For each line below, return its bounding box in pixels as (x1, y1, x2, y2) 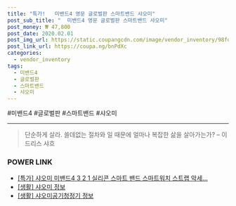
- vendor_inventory (13, 56, 71, 63)
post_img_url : (7, 37, 49, 44)
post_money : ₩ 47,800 (7, 23, 71, 30)
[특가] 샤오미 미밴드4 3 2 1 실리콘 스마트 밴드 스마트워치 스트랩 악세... (17, 174, 209, 183)
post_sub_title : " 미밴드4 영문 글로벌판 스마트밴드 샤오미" (7, 17, 168, 24)
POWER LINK (7, 157, 53, 167)
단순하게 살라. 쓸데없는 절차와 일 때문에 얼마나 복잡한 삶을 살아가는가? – (24, 131, 220, 139)
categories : (7, 50, 42, 57)
